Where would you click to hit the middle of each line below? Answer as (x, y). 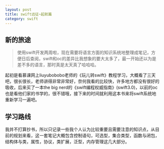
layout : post (18, 10)
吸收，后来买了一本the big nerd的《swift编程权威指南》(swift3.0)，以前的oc (81, 87)
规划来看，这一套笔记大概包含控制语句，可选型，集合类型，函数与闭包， (86, 136)
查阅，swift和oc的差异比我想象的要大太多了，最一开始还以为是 (93, 59)
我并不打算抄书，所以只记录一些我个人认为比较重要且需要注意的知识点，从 (80, 129)
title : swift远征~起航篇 (29, 14)
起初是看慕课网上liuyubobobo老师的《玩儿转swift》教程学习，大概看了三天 (80, 75)
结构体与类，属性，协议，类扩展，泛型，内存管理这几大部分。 (67, 142)
